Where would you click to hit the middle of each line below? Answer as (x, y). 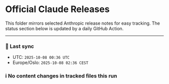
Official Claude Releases (57, 9)
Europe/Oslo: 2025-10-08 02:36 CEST (50, 63)
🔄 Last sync (20, 46)
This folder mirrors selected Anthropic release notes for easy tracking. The (82, 23)
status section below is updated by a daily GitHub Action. (64, 28)
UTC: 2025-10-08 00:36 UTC (41, 57)
